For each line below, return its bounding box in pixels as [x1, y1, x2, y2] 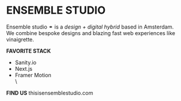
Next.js [14, 65, 33, 72]
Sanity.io [14, 59, 37, 66]
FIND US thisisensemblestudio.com [6, 89, 93, 96]
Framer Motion [14, 71, 52, 78]
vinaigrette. [6, 36, 34, 43]
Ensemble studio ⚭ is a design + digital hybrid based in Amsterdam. [6, 23, 174, 30]
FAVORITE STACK [6, 47, 51, 54]
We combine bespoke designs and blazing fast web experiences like [6, 29, 176, 36]
